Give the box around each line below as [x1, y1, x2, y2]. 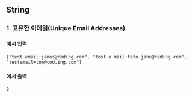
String [6, 5, 30, 15]
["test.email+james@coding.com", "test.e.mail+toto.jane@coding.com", [6, 54, 187, 60]
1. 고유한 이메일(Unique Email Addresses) [6, 24, 125, 33]
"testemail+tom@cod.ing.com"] [6, 59, 82, 65]
